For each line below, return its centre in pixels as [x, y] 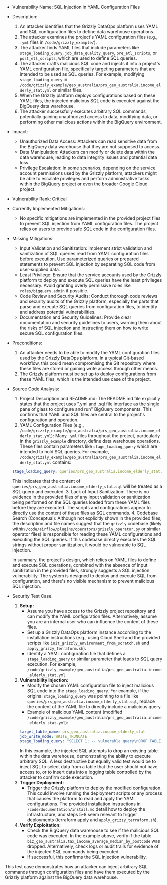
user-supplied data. [40, 270]
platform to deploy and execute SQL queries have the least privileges [91, 280]
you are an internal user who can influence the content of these [92, 621]
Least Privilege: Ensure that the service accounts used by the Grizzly [90, 275]
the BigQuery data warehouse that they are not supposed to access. [90, 147]
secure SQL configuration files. [52, 333]
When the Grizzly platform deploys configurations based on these [87, 95]
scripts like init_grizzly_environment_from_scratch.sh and [88, 643]
